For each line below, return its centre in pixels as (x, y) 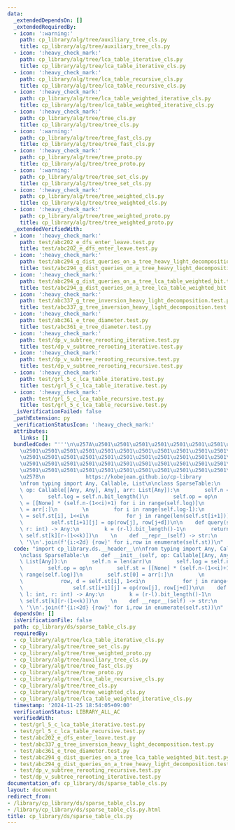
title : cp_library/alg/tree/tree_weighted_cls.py (94, 203)
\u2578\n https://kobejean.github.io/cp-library (111, 477)
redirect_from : (29, 796)
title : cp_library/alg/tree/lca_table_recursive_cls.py (103, 86)
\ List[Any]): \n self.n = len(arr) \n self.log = (114, 562)
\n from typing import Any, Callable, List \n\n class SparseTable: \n (120, 483)
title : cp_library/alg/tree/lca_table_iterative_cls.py (103, 66)
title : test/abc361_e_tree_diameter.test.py (86, 327)
